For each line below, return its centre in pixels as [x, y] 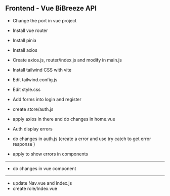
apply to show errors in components [50, 154]
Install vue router [30, 30]
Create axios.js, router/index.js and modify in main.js [67, 60]
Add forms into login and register [47, 99]
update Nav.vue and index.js [42, 183]
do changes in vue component [44, 168]
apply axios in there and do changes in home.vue [64, 119]
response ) [24, 144]
